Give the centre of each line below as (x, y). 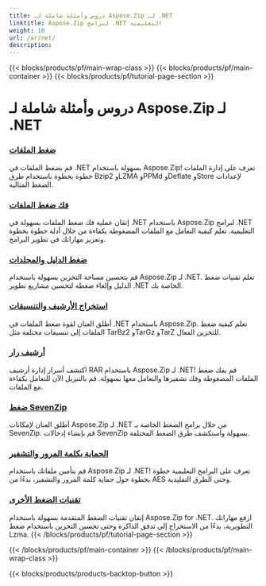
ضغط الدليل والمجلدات (48, 259)
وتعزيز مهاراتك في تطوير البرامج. (58, 239)
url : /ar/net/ (33, 38)
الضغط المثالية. (31, 184)
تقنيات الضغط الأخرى (45, 500)
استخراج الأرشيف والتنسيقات (58, 306)
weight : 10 (27, 30)
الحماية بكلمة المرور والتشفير (59, 454)
